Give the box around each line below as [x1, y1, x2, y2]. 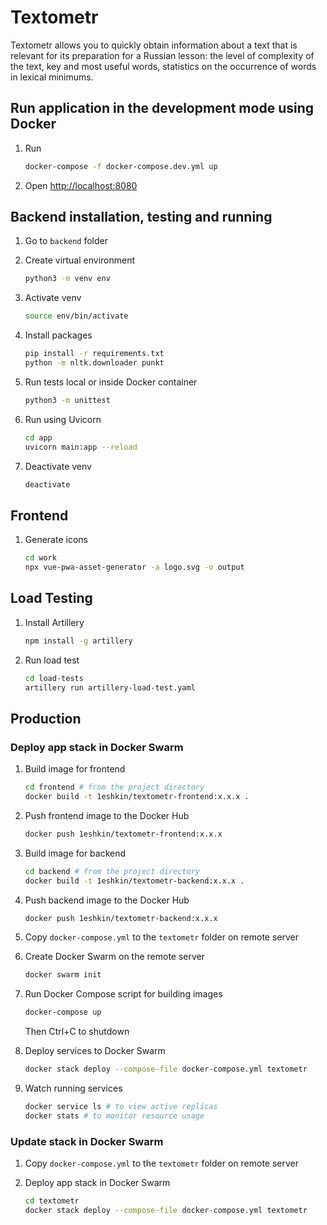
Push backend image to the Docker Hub [24, 894, 190, 906]
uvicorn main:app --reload [24, 442, 138, 452]
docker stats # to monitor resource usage [24, 1111, 205, 1121]
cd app [24, 432, 53, 443]
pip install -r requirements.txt [24, 349, 165, 359]
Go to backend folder [24, 235, 108, 247]
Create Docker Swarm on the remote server [24, 951, 206, 963]
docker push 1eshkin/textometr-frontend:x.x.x [24, 829, 223, 839]
